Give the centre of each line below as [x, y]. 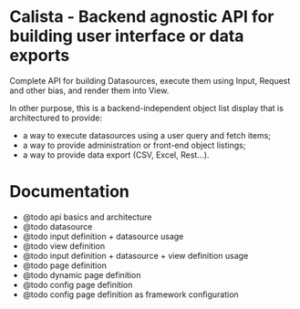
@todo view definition [64, 246]
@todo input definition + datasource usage [103, 236]
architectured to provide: [56, 118]
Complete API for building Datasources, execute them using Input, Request [150, 80]
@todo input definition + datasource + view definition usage [135, 255]
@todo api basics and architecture [87, 217]
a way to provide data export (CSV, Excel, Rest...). [116, 154]
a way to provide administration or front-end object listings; [134, 145]
